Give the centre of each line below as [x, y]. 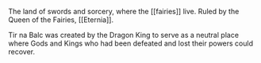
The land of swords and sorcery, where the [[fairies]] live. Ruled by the [124, 11]
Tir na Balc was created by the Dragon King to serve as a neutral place [124, 35]
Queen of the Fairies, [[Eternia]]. [61, 20]
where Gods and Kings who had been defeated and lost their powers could [131, 43]
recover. [22, 52]
